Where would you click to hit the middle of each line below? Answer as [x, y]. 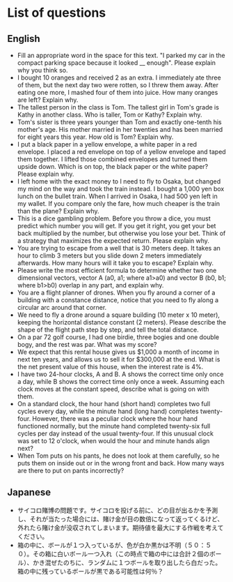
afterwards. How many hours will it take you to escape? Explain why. [115, 263]
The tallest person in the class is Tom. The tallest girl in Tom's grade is [118, 107]
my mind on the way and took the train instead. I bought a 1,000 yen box [121, 189]
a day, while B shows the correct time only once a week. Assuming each [121, 381]
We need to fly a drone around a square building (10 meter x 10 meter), [119, 315]
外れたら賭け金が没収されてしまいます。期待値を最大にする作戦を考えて [120, 528]
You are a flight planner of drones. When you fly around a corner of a [116, 292]
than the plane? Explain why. [58, 211]
